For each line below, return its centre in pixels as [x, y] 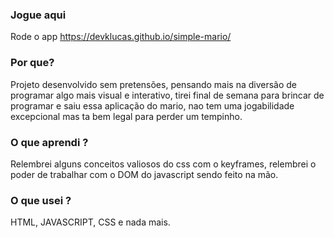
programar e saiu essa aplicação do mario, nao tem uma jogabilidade [152, 105]
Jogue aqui [38, 15]
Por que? [32, 63]
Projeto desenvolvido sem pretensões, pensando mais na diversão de [154, 84]
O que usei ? [41, 200]
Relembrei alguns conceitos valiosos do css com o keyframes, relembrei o [163, 164]
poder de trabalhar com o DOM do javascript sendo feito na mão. [144, 174]
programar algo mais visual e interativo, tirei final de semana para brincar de [167, 95]
